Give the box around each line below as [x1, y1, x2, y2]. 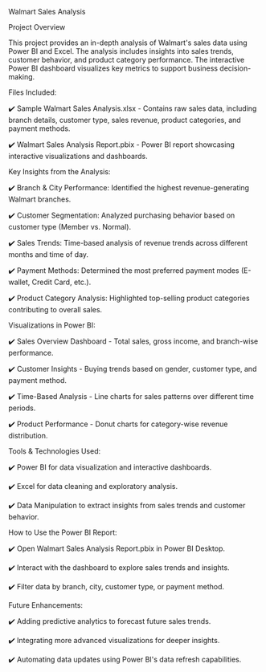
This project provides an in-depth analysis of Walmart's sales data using [8, 38, 248, 47]
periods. [8, 403, 36, 413]
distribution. [8, 431, 48, 440]
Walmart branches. [8, 194, 72, 204]
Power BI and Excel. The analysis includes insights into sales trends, [8, 47, 235, 55]
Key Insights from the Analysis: [8, 167, 111, 176]
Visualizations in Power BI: [8, 320, 96, 330]
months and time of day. [8, 250, 89, 259]
